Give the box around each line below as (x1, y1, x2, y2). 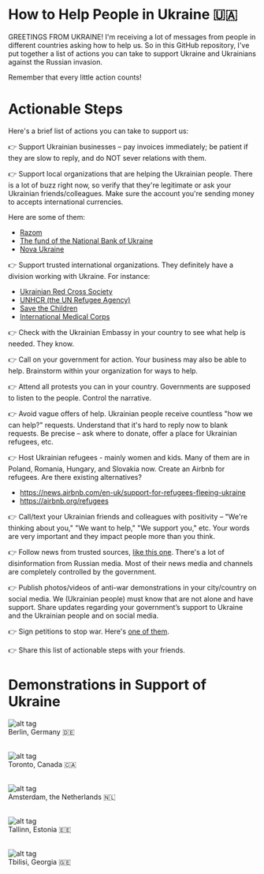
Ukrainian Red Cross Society (19, 286, 113, 296)
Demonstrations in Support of (8, 676, 207, 694)
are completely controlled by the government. (8, 567, 157, 576)
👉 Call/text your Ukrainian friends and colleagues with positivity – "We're (8, 511, 248, 521)
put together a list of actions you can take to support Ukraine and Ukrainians (8, 49, 256, 58)
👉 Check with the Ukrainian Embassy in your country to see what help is (8, 327, 246, 337)
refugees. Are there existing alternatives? (8, 472, 142, 482)
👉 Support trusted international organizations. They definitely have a (8, 260, 234, 270)
